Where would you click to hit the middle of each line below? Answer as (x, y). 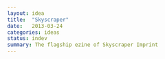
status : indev (27, 39)
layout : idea (26, 13)
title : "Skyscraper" (38, 20)
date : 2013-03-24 (35, 26)
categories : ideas (33, 32)
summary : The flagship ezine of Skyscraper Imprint (82, 45)
